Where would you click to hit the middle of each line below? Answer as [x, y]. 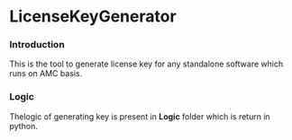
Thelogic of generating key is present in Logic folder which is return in [140, 116]
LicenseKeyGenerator [93, 17]
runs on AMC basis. [46, 74]
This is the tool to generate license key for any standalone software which [146, 64]
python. [23, 126]
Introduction [37, 45]
